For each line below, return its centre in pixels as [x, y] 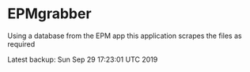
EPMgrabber [49, 14]
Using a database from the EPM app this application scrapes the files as [125, 36]
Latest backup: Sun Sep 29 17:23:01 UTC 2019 [83, 59]
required [21, 44]
